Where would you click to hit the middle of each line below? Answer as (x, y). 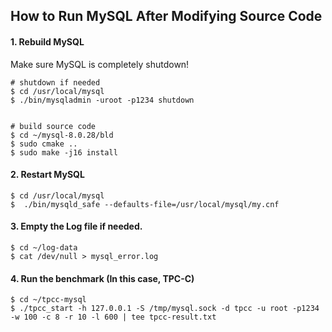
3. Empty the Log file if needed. (76, 226)
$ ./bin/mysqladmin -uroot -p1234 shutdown (102, 100)
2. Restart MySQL (47, 175)
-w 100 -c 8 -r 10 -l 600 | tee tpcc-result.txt (113, 317)
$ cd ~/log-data (44, 248)
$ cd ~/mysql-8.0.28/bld (62, 135)
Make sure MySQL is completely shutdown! (100, 64)
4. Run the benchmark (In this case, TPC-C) (102, 278)
